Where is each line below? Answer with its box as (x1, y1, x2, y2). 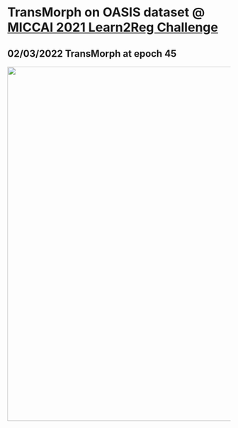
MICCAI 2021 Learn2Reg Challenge (7, 19, 218, 35)
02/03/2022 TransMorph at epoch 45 (7, 47, 177, 60)
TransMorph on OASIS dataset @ (7, 4, 205, 21)
